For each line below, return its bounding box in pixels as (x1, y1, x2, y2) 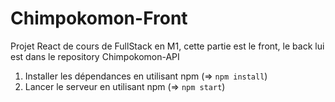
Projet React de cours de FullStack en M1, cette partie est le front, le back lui (10, 40, 325, 52)
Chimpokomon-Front (10, 7, 188, 30)
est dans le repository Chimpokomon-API (10, 50, 180, 62)
